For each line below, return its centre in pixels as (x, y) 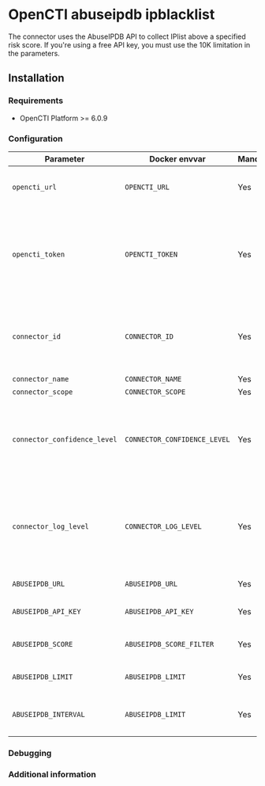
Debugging (30, 753)
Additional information (52, 774)
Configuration (35, 139)
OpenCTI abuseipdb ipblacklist (112, 15)
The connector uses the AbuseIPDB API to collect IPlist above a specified (127, 36)
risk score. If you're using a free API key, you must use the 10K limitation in (129, 44)
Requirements (36, 101)
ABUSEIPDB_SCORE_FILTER (170, 644)
